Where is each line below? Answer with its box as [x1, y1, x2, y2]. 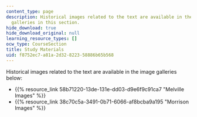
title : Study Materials [6, 47, 64, 53]
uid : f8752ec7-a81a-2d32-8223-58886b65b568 [6, 52, 114, 58]
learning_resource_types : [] [6, 36, 77, 42]
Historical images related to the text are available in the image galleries [6, 68, 177, 75]
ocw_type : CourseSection [6, 42, 67, 47]
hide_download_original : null [6, 30, 80, 36]
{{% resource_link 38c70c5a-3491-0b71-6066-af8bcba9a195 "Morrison [14, 98, 189, 105]
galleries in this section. [11, 19, 80, 25]
